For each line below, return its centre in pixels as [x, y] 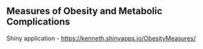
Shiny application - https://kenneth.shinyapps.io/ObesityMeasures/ [101, 38]
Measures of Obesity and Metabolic [84, 11]
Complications [38, 22]
